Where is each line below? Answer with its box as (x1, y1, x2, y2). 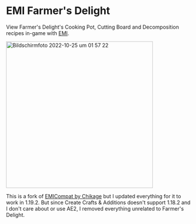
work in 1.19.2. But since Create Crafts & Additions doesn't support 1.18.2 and (6, 199, 191, 206)
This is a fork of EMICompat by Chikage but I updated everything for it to (6, 192, 181, 199)
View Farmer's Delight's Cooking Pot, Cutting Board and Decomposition (6, 23, 180, 30)
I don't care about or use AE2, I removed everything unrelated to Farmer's (6, 205, 184, 212)
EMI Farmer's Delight (6, 4, 111, 18)
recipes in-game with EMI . (6, 29, 70, 36)
